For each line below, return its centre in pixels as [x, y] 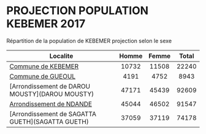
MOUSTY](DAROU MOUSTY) [52, 94]
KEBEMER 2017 [46, 24]
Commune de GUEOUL [42, 76]
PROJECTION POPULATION [78, 11]
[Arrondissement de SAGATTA [53, 114]
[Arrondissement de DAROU [50, 86]
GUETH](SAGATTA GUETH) [49, 122]
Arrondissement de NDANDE [51, 104]
